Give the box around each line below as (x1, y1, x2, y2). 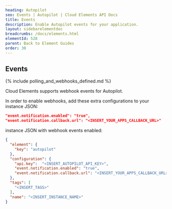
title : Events (5, 17, 36, 22)
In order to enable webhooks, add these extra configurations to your (5, 98, 149, 104)
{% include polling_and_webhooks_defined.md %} (5, 78, 112, 85)
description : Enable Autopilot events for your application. (5, 22, 139, 27)
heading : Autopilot (5, 7, 47, 13)
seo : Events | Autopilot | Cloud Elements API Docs (5, 12, 118, 17)
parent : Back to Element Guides (5, 41, 74, 46)
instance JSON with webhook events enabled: (5, 128, 103, 134)
